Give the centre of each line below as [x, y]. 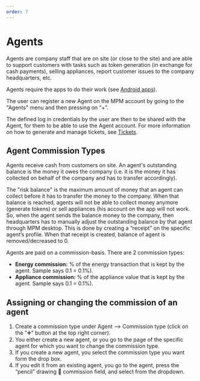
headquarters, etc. [29, 77]
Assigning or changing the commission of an [92, 302]
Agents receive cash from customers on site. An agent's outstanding [91, 165]
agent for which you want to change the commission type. [87, 346]
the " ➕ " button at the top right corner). [63, 333]
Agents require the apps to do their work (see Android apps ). [82, 89]
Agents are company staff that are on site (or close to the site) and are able [99, 58]
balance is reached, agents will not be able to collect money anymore [92, 203]
